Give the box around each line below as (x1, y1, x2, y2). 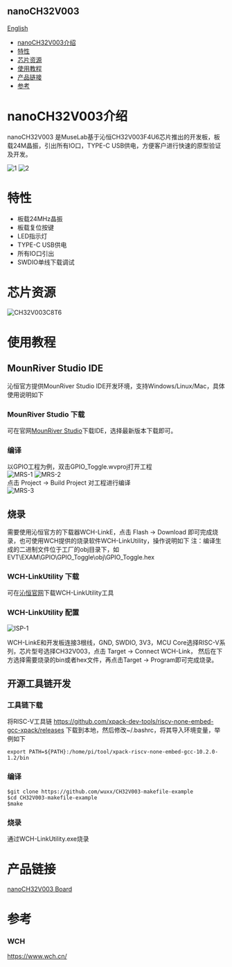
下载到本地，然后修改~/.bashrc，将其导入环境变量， (65, 726, 215, 734)
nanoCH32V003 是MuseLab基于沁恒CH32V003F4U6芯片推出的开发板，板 (7, 132, 220, 141)
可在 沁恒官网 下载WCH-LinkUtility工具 (7, 589, 114, 597)
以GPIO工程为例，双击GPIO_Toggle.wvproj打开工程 (7, 462, 152, 471)
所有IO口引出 (17, 249, 55, 257)
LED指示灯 (17, 232, 48, 240)
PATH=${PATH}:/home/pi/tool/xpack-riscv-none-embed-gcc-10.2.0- (28, 749, 218, 756)
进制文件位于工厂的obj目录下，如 (25, 546, 120, 554)
